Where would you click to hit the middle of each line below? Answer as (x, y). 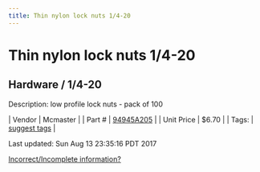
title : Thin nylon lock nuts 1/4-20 (69, 16)
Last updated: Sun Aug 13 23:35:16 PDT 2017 (83, 143)
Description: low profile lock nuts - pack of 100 (85, 104)
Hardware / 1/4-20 (55, 85)
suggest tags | (32, 128)
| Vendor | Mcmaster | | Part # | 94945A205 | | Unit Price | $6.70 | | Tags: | (131, 119)
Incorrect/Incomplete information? (65, 159)
